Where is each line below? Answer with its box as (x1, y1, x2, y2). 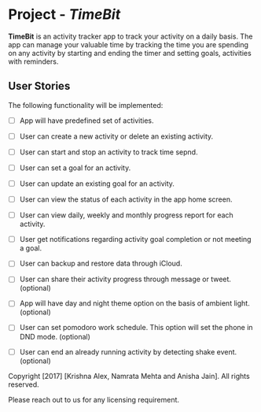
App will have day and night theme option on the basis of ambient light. (19, 299, 250, 308)
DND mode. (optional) (19, 332, 90, 341)
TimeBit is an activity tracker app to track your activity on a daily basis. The (8, 32, 253, 41)
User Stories (8, 80, 71, 93)
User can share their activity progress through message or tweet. (19, 274, 232, 284)
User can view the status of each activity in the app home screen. (19, 195, 233, 204)
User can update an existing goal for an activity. (19, 179, 175, 188)
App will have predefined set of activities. (19, 116, 154, 125)
